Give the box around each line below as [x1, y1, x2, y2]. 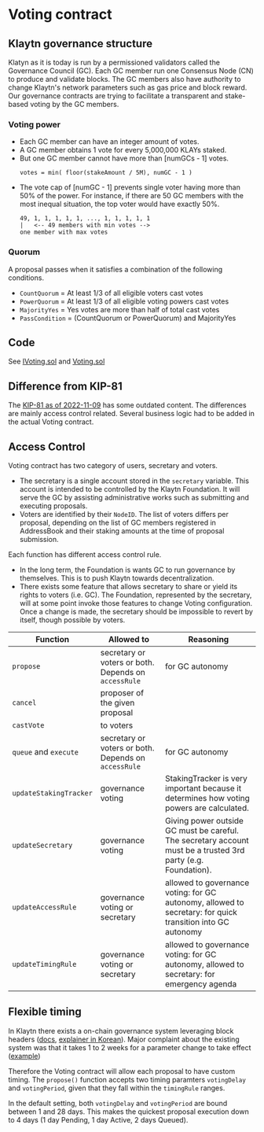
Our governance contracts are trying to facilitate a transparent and [8, 91, 224, 100]
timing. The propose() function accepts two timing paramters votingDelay [8, 1075, 246, 1084]
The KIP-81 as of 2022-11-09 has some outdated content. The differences [8, 400, 247, 410]
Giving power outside [164, 816, 244, 827]
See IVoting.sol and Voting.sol [8, 356, 105, 367]
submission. [19, 535, 59, 544]
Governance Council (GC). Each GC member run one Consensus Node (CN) [8, 66, 254, 76]
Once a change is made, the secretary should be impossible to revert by [19, 607, 254, 617]
